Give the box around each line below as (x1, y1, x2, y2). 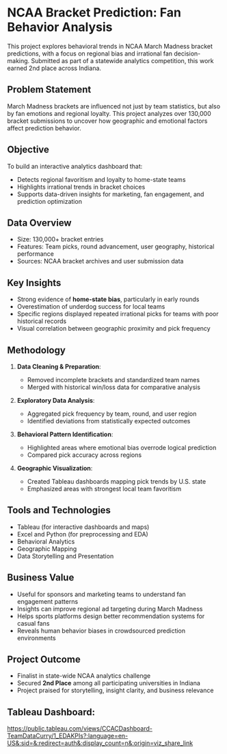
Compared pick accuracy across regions (27, 451, 142, 459)
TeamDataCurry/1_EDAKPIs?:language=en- (7, 732, 129, 740)
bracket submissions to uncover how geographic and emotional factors (7, 117, 208, 125)
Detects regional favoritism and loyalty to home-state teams (16, 175, 186, 183)
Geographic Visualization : (16, 464, 93, 472)
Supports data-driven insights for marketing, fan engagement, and (16, 190, 204, 198)
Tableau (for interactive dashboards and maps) (16, 523, 150, 531)
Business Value (7, 572, 75, 584)
